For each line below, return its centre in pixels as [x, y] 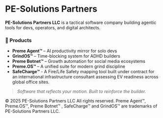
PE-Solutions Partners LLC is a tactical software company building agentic [81, 22]
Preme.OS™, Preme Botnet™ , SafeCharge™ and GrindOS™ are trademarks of [81, 106]
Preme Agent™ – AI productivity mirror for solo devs [65, 51]
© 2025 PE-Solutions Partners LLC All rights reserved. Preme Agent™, [75, 101]
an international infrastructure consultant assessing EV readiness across [85, 77]
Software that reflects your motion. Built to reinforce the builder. [81, 92]
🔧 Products [18, 40]
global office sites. [31, 82]
